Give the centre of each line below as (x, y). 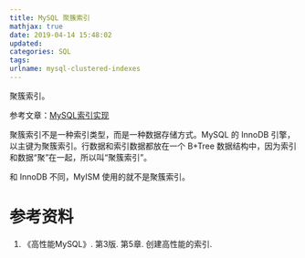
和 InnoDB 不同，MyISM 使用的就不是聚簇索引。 (100, 176)
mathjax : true (37, 26)
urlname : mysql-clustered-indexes (75, 69)
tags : (20, 60)
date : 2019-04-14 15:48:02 (61, 35)
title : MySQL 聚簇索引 (50, 18)
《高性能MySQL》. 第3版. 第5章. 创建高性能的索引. (117, 243)
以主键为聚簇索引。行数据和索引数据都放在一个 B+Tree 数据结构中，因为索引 (153, 146)
